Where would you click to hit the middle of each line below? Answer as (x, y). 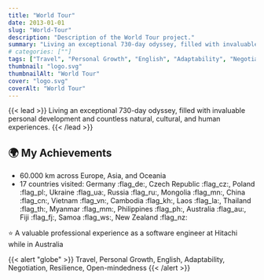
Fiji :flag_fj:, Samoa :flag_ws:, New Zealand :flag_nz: (103, 217)
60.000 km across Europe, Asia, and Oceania (93, 176)
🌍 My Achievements (60, 153)
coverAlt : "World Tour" (47, 88)
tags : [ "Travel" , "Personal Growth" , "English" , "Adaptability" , (117, 60)
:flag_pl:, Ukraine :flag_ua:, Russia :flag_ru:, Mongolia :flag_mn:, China (132, 192)
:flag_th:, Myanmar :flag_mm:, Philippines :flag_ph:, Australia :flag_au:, (133, 209)
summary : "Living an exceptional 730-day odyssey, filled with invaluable (133, 45)
